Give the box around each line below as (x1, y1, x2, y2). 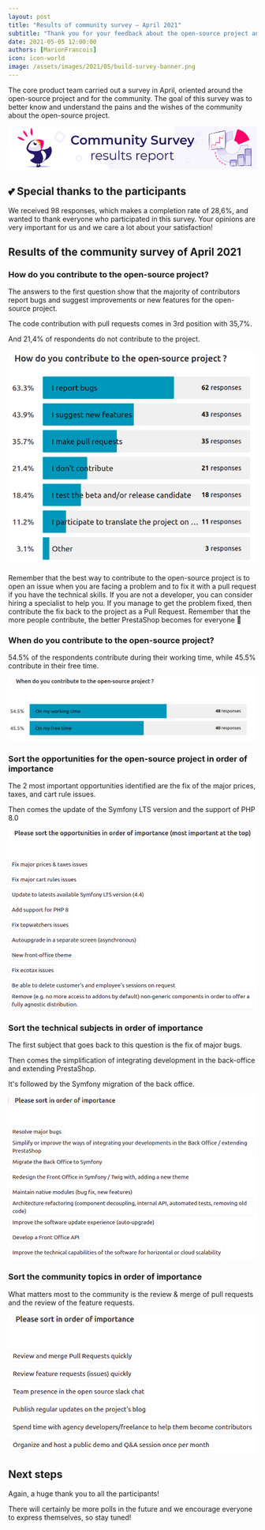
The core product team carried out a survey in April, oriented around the (8, 85, 243, 95)
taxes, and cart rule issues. (8, 789, 96, 799)
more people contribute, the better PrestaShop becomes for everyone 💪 (8, 615, 242, 624)
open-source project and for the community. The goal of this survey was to (8, 93, 252, 103)
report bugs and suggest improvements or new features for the (8, 295, 213, 305)
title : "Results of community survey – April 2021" (8, 21, 181, 29)
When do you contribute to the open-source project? (8, 634, 215, 645)
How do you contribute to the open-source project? (8, 269, 209, 280)
